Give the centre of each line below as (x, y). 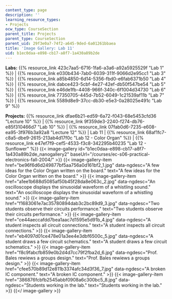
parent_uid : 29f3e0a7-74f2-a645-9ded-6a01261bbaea (61, 44)
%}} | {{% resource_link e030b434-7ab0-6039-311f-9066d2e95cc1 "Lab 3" (85, 73)
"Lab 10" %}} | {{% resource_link (72, 127)
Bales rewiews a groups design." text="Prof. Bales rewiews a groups (78, 258)
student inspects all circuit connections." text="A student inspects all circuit (85, 225)
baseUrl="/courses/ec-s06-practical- (110, 154)
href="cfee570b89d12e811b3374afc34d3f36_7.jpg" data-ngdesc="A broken (85, 269)
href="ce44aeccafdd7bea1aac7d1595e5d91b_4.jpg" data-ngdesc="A (78, 219)
